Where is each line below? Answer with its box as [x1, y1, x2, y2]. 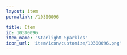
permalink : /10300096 [6, 14, 59, 20]
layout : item [6, 8, 38, 14]
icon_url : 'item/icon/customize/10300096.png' [6, 41, 122, 46]
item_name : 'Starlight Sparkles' [6, 35, 88, 41]
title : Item [6, 24, 35, 30]
